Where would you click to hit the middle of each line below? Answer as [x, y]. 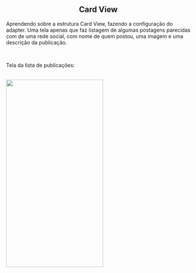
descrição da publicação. [37, 42]
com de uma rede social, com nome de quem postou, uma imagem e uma [95, 36]
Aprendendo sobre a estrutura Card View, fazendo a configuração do [90, 23]
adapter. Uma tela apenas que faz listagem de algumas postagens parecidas [98, 30]
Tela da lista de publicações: [40, 65]
